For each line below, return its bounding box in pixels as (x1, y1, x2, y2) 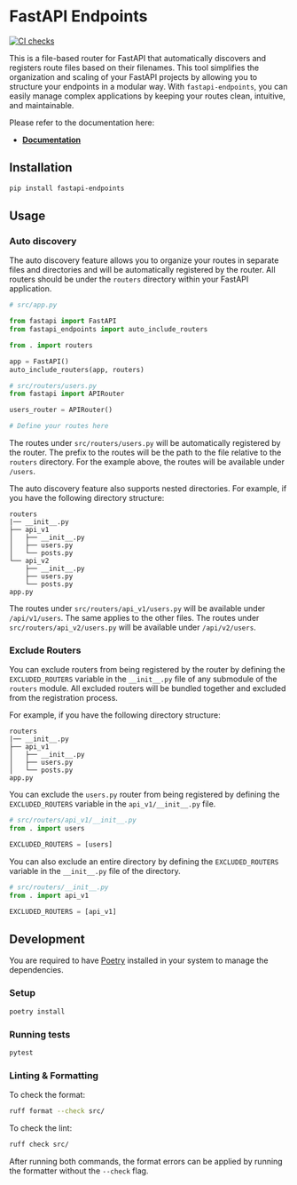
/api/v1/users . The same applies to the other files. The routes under (9, 613, 260, 624)
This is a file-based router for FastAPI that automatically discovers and (9, 52, 267, 63)
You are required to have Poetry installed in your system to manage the (9, 955, 269, 966)
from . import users (9, 824, 86, 833)
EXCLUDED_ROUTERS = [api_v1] (9, 907, 117, 916)
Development (9, 932, 86, 947)
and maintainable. (9, 99, 74, 110)
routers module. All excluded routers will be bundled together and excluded (9, 683, 286, 694)
